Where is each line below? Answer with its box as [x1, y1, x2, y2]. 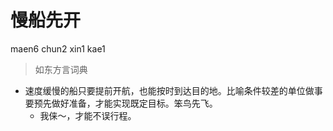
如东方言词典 [34, 63, 88, 75]
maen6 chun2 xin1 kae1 [10, 42, 106, 55]
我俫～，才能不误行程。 [39, 109, 137, 121]
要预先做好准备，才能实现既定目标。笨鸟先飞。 [24, 97, 218, 109]
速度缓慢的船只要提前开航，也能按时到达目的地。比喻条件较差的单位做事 [24, 84, 323, 96]
